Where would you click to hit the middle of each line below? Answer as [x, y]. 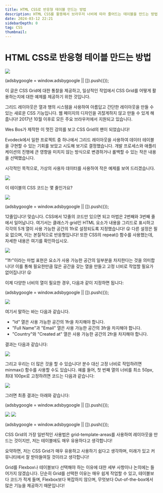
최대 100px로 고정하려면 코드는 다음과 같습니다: [50, 376]
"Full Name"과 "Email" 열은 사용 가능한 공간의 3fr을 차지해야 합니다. [77, 328]
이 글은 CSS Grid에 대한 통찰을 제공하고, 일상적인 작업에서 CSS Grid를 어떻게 [78, 90]
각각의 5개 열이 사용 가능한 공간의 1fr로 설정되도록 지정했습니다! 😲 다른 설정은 [79, 228]
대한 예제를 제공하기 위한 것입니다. [58, 96]
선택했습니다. [23, 158]
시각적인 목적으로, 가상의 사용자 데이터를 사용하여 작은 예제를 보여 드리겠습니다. [80, 168]
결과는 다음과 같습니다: [26, 344]
